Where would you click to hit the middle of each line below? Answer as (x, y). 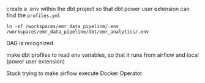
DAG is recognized (30, 43)
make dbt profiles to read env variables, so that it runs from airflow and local (102, 55)
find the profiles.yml (33, 15)
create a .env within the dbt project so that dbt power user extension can (98, 9)
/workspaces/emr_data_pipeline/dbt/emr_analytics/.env (78, 32)
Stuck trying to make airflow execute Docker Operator (74, 73)
